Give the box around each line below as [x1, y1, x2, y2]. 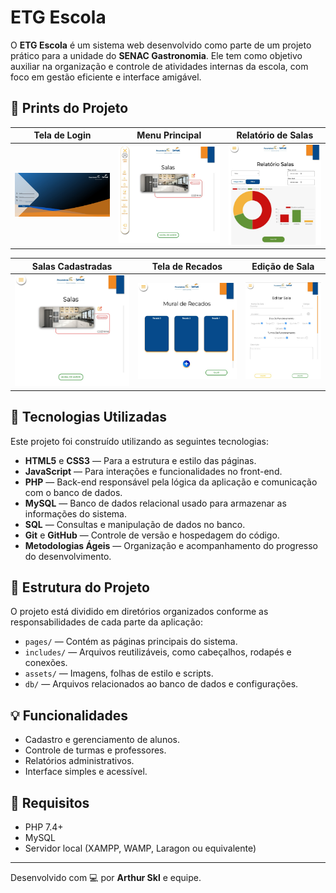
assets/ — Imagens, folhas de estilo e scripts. [24, 667, 214, 680]
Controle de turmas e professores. [24, 744, 167, 756]
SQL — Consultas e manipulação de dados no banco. [24, 518, 246, 530]
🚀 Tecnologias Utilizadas [10, 409, 167, 426]
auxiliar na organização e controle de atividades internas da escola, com [10, 60, 309, 72]
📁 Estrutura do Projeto [10, 579, 150, 596]
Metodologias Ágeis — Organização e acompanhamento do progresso [24, 539, 319, 551]
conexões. [24, 657, 68, 669]
